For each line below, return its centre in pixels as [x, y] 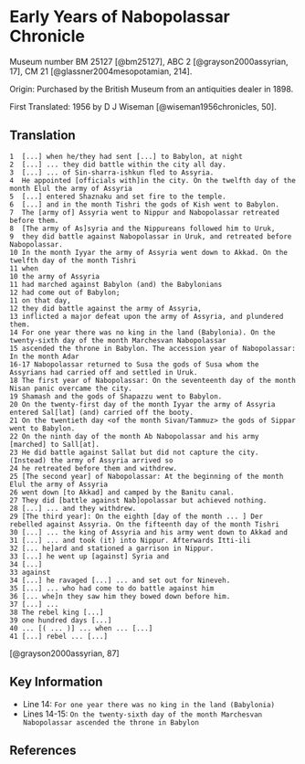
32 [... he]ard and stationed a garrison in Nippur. [112, 548]
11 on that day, [40, 300]
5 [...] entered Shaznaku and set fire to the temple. [118, 196]
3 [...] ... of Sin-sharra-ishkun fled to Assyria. [112, 172]
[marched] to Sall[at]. [55, 444]
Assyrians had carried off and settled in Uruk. [104, 372]
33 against [30, 572]
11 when [24, 268]
